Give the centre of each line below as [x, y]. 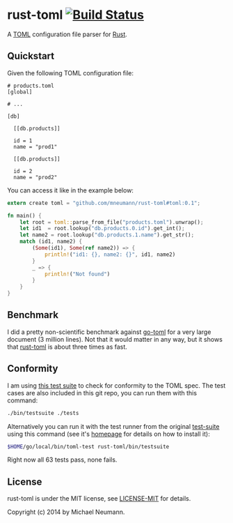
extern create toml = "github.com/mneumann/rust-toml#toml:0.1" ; [104, 203]
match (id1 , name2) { [51, 242]
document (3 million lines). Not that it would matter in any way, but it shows [115, 339]
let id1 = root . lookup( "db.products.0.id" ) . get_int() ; [103, 229]
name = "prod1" [35, 146]
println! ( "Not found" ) [77, 274]
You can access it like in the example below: [71, 190]
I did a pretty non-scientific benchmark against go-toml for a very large [109, 332]
